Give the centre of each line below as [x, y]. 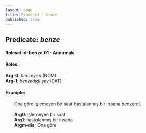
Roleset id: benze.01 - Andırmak [40, 53]
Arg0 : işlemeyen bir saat [40, 114]
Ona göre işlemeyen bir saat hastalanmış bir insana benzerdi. [78, 104]
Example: [15, 93]
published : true [22, 19]
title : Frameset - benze [31, 15]
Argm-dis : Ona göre [35, 125]
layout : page [19, 10]
